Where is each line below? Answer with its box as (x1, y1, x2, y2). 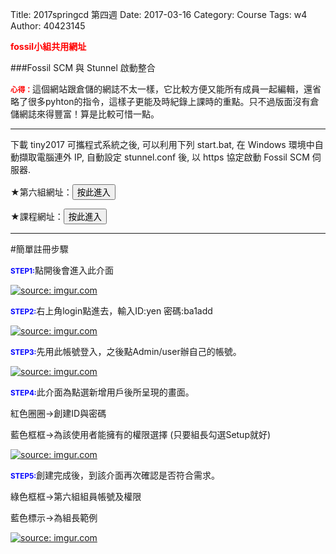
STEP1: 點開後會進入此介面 (10, 264, 114, 276)
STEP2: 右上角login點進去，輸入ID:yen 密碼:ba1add (10, 305, 213, 317)
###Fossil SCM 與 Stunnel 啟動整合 (10, 62, 156, 73)
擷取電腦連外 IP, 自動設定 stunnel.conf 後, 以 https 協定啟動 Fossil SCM (18, 151, 310, 163)
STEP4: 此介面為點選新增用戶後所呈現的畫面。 (10, 386, 195, 398)
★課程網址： (10, 211, 64, 222)
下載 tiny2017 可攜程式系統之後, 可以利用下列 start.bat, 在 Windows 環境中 (10, 139, 315, 150)
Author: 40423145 (10, 20, 86, 32)
